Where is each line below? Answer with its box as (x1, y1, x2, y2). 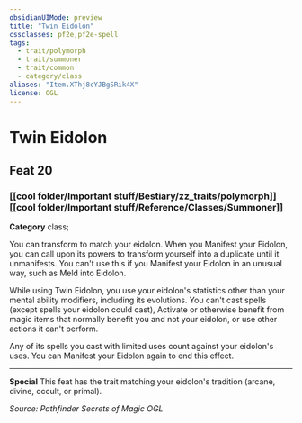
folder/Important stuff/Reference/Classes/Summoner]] (37, 202, 284, 213)
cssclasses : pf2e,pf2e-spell (9, 30, 119, 39)
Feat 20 (9, 163, 53, 178)
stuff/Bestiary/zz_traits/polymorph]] (113, 190, 277, 202)
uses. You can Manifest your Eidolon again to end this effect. (9, 350, 235, 361)
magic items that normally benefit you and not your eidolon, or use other (9, 314, 278, 325)
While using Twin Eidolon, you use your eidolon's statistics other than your (9, 285, 286, 296)
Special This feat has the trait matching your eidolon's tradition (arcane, (9, 376, 276, 387)
